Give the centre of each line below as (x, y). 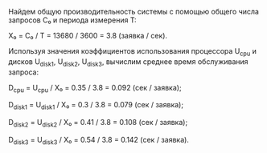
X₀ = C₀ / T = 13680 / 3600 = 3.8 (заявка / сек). (88, 36)
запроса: (24, 72)
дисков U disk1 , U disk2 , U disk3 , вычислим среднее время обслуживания (128, 62)
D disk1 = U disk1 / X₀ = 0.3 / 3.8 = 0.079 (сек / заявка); (96, 106)
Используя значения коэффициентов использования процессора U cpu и (133, 52)
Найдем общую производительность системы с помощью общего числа (134, 12)
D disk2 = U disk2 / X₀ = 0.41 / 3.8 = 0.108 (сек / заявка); (98, 123)
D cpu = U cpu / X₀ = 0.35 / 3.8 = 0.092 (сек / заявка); (95, 89)
